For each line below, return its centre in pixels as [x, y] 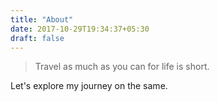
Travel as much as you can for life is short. [122, 67]
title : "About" [42, 19]
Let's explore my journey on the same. [89, 86]
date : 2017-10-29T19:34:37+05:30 [80, 29]
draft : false [37, 38]
